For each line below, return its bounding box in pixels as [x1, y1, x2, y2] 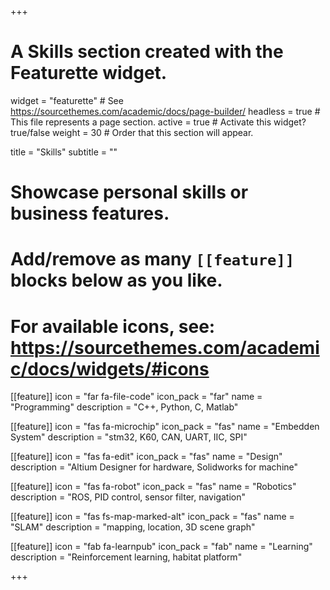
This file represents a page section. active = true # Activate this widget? [10, 116, 307, 128]
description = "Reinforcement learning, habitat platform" [10, 551, 243, 563]
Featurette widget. [10, 62, 168, 85]
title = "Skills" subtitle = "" [10, 146, 118, 158]
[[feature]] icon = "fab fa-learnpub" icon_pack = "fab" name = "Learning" [10, 541, 313, 553]
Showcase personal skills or [10, 181, 249, 204]
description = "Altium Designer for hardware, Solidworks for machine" [10, 461, 299, 473]
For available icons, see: [10, 315, 216, 338]
